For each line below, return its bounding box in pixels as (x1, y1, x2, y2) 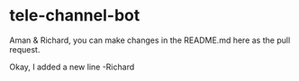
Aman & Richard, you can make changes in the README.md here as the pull (9, 35, 291, 45)
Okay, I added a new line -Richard (9, 61, 135, 72)
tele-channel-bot (9, 5, 140, 26)
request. (9, 44, 41, 54)
